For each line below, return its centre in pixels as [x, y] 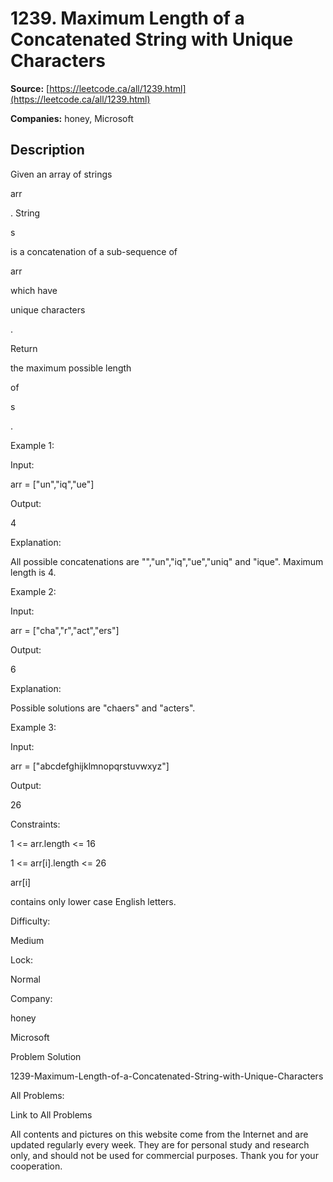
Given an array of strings [61, 174]
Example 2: [33, 591]
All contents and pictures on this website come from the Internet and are [159, 1134]
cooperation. [36, 1166]
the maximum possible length [71, 368]
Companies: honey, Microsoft [72, 118]
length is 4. [33, 572]
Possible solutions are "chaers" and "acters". [103, 708]
